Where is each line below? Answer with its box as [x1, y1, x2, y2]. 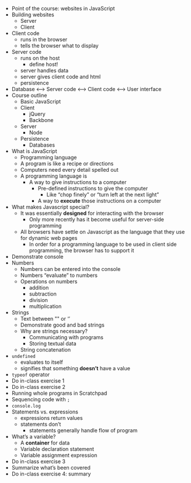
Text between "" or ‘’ [20, 315, 70, 322]
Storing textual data [29, 340, 77, 347]
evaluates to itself [20, 359, 63, 366]
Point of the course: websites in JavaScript [11, 5, 115, 12]
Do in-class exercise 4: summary [11, 470, 91, 477]
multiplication [29, 303, 62, 310]
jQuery [29, 110, 46, 117]
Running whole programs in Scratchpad [11, 390, 107, 397]
